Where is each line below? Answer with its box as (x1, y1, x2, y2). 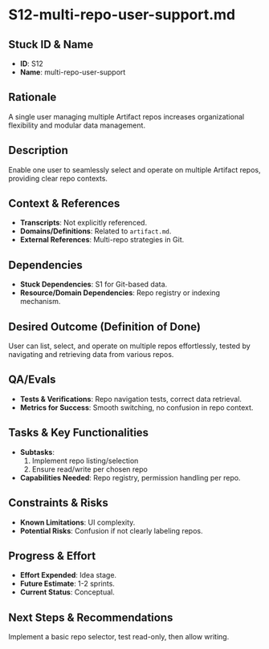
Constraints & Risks (8, 496, 108, 510)
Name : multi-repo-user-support (19, 67, 126, 77)
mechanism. (19, 297, 61, 306)
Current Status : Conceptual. (19, 587, 115, 597)
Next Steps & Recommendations (8, 610, 173, 624)
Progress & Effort (8, 549, 96, 562)
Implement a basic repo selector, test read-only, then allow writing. (8, 632, 230, 642)
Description (8, 144, 68, 157)
